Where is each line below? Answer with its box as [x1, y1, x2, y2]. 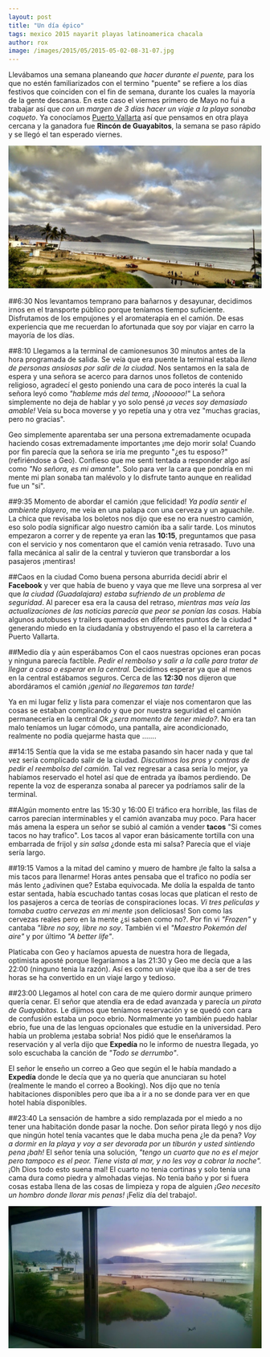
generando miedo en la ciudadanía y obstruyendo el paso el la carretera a [8, 623, 253, 632]
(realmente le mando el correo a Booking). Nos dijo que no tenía [8, 1081, 221, 1090]
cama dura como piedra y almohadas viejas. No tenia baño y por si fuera [8, 1173, 249, 1183]
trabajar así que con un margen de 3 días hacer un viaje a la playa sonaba [8, 104, 256, 114]
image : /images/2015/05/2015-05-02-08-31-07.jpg [8, 47, 174, 55]
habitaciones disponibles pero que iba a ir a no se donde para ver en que [8, 1089, 251, 1098]
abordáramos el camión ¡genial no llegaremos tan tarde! [8, 681, 194, 691]
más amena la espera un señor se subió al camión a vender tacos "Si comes [8, 822, 262, 832]
